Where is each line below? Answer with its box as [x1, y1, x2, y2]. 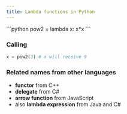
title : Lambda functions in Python [6, 8, 95, 15]
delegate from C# [14, 88, 60, 95]
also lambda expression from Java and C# [14, 101, 121, 108]
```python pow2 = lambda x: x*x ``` [6, 25, 91, 32]
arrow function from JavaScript [14, 94, 94, 102]
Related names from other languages [6, 68, 116, 76]
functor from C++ [14, 82, 60, 89]
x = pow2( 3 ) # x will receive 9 [6, 53, 87, 60]
